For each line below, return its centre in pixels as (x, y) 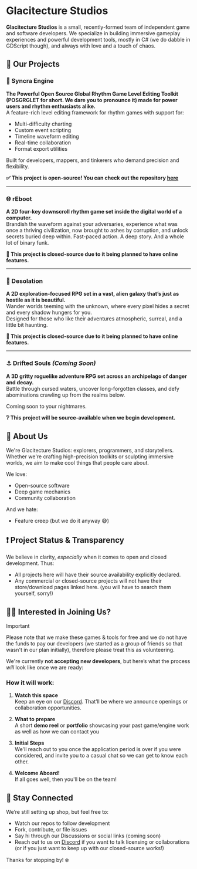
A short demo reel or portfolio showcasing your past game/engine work (102, 725)
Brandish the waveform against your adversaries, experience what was (92, 224)
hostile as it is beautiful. (36, 300)
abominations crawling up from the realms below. (66, 395)
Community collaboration (45, 498)
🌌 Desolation (24, 281)
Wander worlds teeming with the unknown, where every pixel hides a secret (98, 306)
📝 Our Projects (33, 64)
